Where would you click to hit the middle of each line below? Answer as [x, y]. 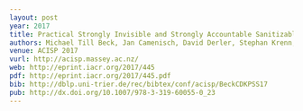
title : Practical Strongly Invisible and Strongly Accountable [131, 34]
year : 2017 [30, 26]
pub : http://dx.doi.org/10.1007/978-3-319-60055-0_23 [113, 92]
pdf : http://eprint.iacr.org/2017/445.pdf [90, 76]
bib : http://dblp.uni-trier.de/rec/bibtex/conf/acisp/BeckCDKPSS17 [139, 84]
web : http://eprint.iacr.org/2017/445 [82, 68]
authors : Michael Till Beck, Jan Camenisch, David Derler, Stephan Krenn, [153, 43]
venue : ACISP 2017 [44, 51]
